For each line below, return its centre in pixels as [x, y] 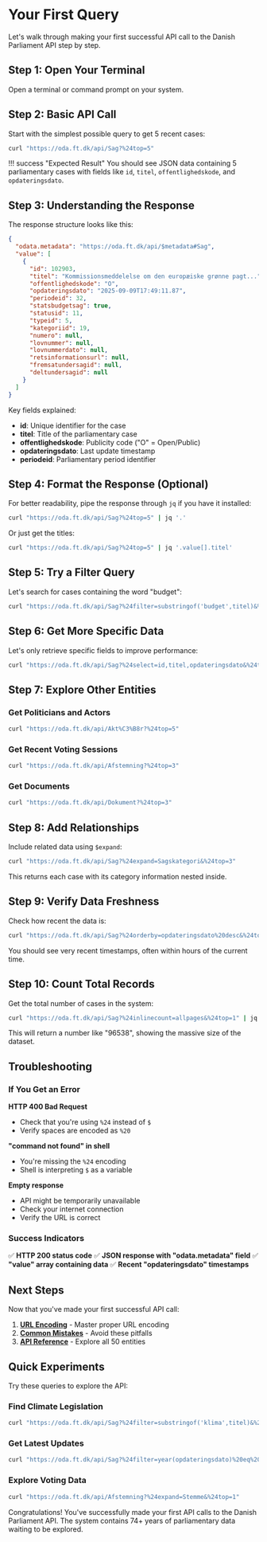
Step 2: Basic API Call [62, 114]
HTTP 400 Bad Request [48, 1107]
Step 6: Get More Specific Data [86, 631]
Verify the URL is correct [60, 1218]
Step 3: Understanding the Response [101, 205]
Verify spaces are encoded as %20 [75, 1131]
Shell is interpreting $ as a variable [76, 1170]
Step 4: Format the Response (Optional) [108, 484]
